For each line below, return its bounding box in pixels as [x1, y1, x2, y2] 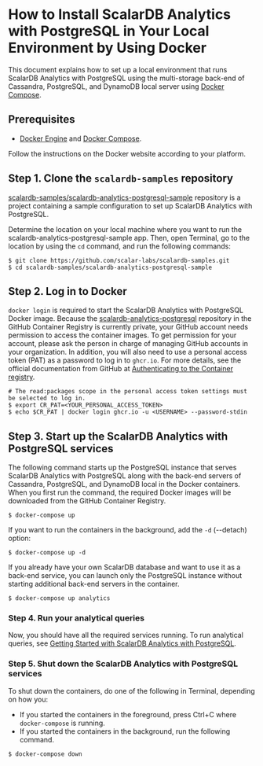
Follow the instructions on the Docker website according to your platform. [8, 149, 246, 158]
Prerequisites [8, 112, 75, 127]
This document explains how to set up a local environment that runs [8, 64, 228, 74]
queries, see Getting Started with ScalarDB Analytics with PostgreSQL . [8, 639, 237, 648]
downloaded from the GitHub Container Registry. [8, 496, 166, 506]
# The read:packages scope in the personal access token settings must [8, 388, 247, 396]
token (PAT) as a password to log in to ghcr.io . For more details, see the [8, 355, 242, 365]
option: [8, 533, 31, 543]
